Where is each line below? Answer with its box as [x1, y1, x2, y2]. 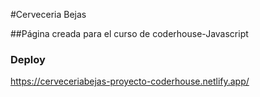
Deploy [10, 52, 46, 66]
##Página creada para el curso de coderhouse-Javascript [10, 28, 249, 39]
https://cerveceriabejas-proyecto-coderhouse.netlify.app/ [10, 75, 250, 88]
